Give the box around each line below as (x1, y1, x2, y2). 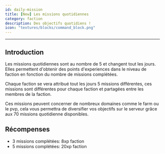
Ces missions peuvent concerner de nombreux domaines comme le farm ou (5, 101, 159, 107)
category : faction (5, 16, 43, 21)
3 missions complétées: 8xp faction (12, 138, 84, 144)
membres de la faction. (5, 91, 52, 97)
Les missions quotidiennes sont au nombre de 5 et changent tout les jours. (5, 61, 156, 66)
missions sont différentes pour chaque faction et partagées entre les (5, 86, 144, 92)
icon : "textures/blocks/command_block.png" (5, 25, 96, 30)
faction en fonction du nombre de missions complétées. (5, 71, 118, 77)
